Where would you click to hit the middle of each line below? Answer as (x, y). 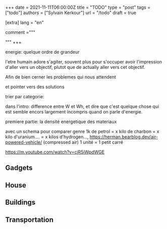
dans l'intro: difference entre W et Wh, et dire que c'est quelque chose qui (82, 106)
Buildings (20, 202)
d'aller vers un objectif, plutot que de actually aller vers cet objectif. (75, 67)
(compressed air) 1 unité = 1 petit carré (83, 142)
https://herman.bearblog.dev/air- (124, 137)
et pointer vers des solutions (35, 87)
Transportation (30, 220)
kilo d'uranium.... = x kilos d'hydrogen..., (47, 137)
